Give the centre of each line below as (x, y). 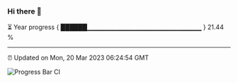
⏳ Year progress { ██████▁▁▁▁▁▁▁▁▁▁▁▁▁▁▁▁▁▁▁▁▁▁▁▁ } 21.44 (116, 27)
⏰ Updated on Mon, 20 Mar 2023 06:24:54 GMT (78, 58)
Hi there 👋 (25, 11)
